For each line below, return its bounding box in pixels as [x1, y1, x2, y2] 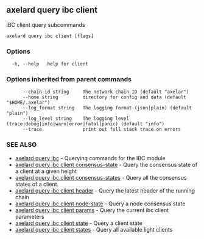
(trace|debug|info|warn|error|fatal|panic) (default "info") [6, 121, 165, 127]
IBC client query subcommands [6, 21, 85, 28]
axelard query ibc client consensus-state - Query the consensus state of [15, 161, 198, 168]
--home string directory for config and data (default [22, 94, 187, 100]
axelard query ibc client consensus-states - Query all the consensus [15, 174, 187, 181]
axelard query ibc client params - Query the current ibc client [15, 206, 169, 213]
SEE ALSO [6, 141, 37, 149]
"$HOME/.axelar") [6, 100, 51, 106]
